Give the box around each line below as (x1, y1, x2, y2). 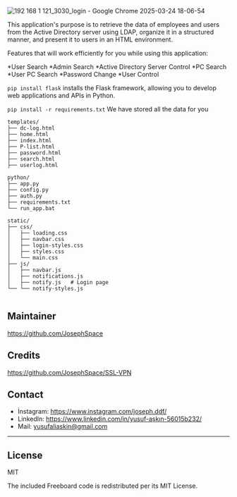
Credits (7, 350, 41, 362)
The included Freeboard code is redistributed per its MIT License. (7, 481, 198, 490)
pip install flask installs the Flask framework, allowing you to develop (7, 84, 217, 92)
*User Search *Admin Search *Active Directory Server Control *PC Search (7, 63, 227, 70)
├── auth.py (7, 192, 42, 200)
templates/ (7, 118, 39, 125)
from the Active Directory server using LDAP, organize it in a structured (7, 28, 214, 36)
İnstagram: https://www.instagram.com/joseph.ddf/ (17, 407, 167, 416)
